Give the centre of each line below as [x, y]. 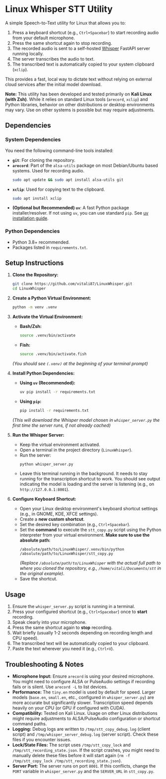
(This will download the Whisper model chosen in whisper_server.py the [86, 420]
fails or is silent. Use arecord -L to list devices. [60, 687]
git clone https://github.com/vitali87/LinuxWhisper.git [72, 284]
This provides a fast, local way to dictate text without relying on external [79, 79]
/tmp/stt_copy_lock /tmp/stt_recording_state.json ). [67, 761]
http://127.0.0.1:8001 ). [45, 489]
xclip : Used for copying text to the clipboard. [58, 189]
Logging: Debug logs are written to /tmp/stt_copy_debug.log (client [81, 729]
